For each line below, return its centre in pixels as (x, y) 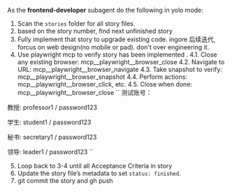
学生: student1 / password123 (49, 122)
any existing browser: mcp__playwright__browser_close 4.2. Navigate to (121, 62)
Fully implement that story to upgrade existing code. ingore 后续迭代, (116, 39)
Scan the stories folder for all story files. (76, 23)
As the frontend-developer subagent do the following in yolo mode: (106, 10)
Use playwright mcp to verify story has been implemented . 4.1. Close (117, 54)
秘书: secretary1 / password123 (52, 137)
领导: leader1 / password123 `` (50, 152)
